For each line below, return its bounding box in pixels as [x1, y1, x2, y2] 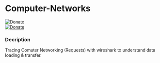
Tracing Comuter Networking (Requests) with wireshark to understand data [5, 47, 156, 53]
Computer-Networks [5, 3, 91, 14]
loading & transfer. [5, 52, 42, 58]
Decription [5, 36, 31, 43]
